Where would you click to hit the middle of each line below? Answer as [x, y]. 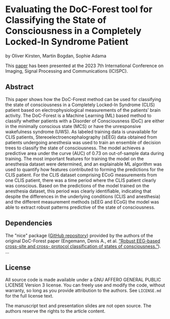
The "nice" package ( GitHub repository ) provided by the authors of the [79, 235]
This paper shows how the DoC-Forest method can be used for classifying [83, 99]
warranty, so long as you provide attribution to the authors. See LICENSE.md [83, 291]
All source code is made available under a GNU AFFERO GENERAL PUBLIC [83, 280]
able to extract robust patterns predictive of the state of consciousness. [80, 207]
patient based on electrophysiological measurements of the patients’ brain [83, 110]
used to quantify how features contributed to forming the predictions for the [84, 169]
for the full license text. [29, 296]
